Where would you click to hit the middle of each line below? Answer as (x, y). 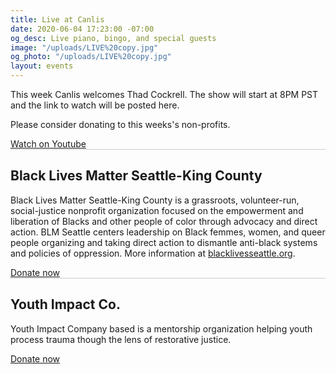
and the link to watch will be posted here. (95, 105)
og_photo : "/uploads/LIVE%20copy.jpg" (91, 57)
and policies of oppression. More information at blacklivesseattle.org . (153, 253)
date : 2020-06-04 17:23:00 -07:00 (82, 29)
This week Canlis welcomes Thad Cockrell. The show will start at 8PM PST (164, 94)
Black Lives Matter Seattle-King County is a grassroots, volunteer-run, (155, 200)
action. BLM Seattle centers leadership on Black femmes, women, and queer (168, 232)
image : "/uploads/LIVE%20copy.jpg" (84, 47)
